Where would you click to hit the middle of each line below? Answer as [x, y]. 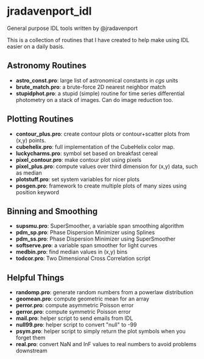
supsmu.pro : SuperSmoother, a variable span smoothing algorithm [100, 226]
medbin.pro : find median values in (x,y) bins [72, 252]
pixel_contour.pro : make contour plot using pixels [79, 159]
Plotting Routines [40, 119]
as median [29, 173]
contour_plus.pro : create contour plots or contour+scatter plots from [103, 134]
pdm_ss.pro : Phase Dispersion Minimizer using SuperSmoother [96, 239]
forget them [30, 338]
